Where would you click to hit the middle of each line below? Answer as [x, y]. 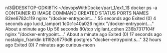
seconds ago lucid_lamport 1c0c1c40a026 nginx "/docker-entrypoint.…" [79, 23]
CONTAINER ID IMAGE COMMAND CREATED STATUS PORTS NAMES [77, 13]
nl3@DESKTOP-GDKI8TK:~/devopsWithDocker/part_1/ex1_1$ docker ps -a [81, 8]
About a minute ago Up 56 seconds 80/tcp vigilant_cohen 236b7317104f [80, 29]
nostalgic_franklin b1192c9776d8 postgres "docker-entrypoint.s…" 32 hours [83, 39]
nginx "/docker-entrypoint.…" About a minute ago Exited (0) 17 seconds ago [83, 34]
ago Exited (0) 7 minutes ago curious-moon [50, 45]
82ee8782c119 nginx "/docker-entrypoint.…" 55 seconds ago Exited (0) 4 [81, 18]
